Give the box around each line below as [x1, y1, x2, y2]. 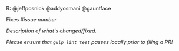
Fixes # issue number [6, 16, 57, 23]
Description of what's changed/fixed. [6, 27, 97, 34]
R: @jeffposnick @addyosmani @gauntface [6, 5, 111, 12]
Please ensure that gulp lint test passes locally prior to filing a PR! [6, 39, 173, 45]
